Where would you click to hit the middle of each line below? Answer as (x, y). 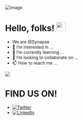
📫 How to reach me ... (35, 63)
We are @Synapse (31, 42)
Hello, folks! (30, 28)
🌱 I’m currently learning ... (38, 52)
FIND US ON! (31, 94)
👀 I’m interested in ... (33, 47)
